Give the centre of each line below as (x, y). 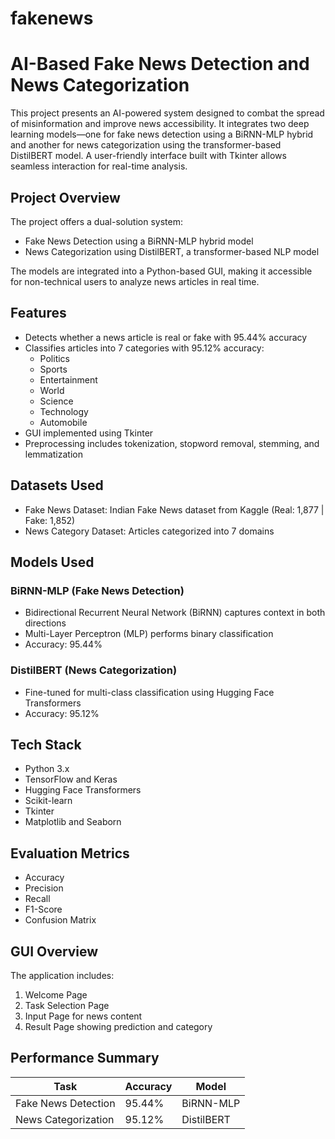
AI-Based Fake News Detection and (160, 64)
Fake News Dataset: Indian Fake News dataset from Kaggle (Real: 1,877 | (174, 509)
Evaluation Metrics (70, 853)
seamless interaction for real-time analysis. (99, 166)
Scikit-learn (48, 801)
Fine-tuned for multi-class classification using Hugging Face (149, 692)
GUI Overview (54, 951)
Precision (44, 888)
